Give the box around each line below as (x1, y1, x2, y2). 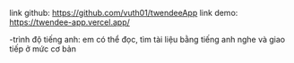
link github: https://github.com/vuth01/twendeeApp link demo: (9, 8, 238, 18)
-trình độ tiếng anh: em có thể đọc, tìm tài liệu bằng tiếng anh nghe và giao (9, 35, 285, 44)
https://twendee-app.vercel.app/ (9, 17, 130, 28)
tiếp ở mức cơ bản (9, 43, 76, 54)
